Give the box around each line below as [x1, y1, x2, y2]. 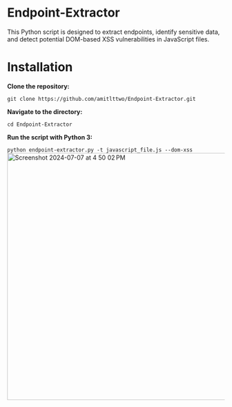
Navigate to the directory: [7, 107, 83, 115]
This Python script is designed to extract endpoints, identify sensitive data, [7, 28, 220, 36]
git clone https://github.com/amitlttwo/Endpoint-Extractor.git [7, 95, 196, 102]
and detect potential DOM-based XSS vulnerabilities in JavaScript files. [7, 35, 209, 43]
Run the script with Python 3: [7, 133, 93, 141]
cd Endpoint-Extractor [7, 121, 72, 128]
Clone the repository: [7, 82, 70, 91]
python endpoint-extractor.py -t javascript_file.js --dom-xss [7, 146, 193, 153]
